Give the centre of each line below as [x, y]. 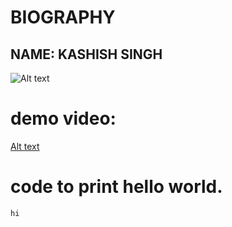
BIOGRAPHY [63, 17]
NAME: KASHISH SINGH [86, 54]
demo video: [63, 118]
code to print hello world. [116, 187]
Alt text [25, 146]
